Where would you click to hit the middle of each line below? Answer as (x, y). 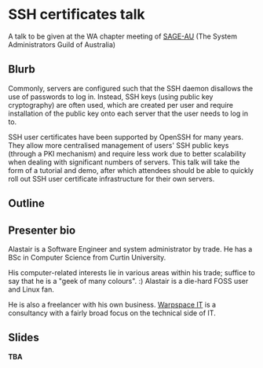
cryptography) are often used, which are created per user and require (121, 105)
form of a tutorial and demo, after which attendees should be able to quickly (131, 170)
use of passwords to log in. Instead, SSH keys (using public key (111, 97)
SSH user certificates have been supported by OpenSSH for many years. (126, 137)
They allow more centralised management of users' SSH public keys (119, 145)
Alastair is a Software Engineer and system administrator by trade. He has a (130, 248)
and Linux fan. (31, 289)
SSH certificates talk (77, 15)
